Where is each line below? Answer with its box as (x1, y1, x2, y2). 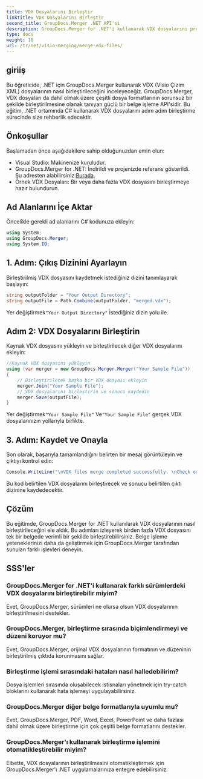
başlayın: (6, 280, 29, 288)
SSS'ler (6, 563, 35, 574)
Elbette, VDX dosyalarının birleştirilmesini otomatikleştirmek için (6, 759, 165, 766)
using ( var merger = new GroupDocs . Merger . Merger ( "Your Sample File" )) (6, 366, 190, 373)
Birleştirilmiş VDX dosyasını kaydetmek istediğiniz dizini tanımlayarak (6, 274, 178, 281)
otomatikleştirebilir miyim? (6, 746, 86, 754)
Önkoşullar (6, 131, 48, 141)
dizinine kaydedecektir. (6, 486, 64, 494)
